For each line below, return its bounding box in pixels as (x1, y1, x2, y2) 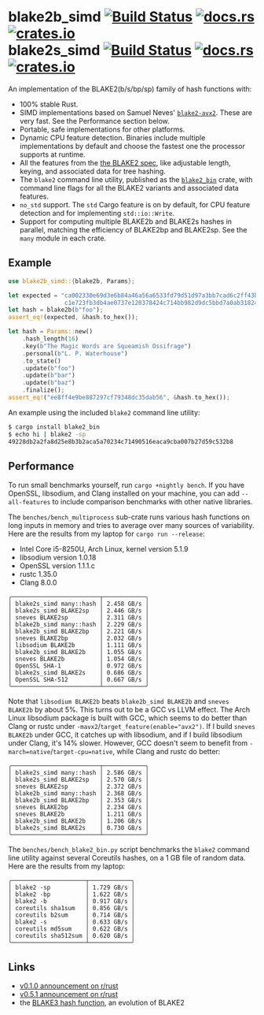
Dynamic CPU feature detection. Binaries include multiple (19, 132, 206, 142)
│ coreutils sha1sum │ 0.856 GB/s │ (8, 905, 135, 913)
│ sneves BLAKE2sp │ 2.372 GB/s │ (8, 783, 149, 791)
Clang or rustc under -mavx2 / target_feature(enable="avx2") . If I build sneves (8, 722, 255, 731)
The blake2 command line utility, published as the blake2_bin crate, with (19, 174, 253, 184)
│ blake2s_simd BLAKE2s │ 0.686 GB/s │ (8, 669, 149, 677)
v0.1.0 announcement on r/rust (19, 981, 119, 991)
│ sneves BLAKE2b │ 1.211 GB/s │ (8, 810, 149, 819)
